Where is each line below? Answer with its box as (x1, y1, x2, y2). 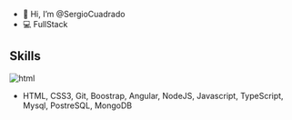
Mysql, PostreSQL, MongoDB (22, 100, 133, 111)
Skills (9, 48, 41, 64)
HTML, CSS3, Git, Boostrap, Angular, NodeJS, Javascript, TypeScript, (22, 90, 284, 101)
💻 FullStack (22, 19, 68, 29)
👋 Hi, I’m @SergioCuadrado (22, 9, 126, 19)
